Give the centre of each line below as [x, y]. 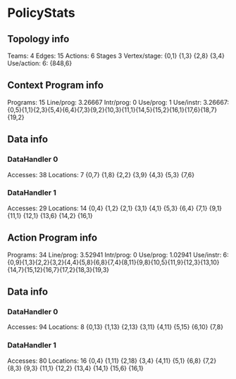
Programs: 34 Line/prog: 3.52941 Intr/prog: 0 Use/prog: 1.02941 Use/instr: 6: [118, 255]
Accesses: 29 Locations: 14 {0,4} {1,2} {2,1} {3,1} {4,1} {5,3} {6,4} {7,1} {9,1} [115, 208]
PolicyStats [41, 13]
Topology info [38, 39]
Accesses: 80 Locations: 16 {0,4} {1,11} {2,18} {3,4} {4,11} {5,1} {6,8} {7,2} [112, 361]
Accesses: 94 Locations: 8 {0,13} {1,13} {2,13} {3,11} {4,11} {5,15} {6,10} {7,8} [116, 327]
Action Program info [52, 238]
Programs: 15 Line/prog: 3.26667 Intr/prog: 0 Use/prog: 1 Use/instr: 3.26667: [118, 102]
